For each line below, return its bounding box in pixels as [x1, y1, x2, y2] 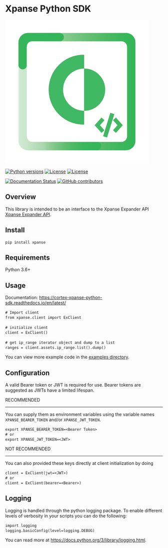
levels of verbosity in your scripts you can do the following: [5, 512, 127, 519]
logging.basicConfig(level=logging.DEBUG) [5, 528, 95, 533]
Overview [5, 193, 36, 201]
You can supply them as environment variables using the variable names [5, 412, 155, 417]
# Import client [5, 310, 39, 315]
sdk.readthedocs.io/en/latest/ [5, 300, 66, 306]
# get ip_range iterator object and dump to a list [5, 340, 115, 345]
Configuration [5, 369, 50, 377]
